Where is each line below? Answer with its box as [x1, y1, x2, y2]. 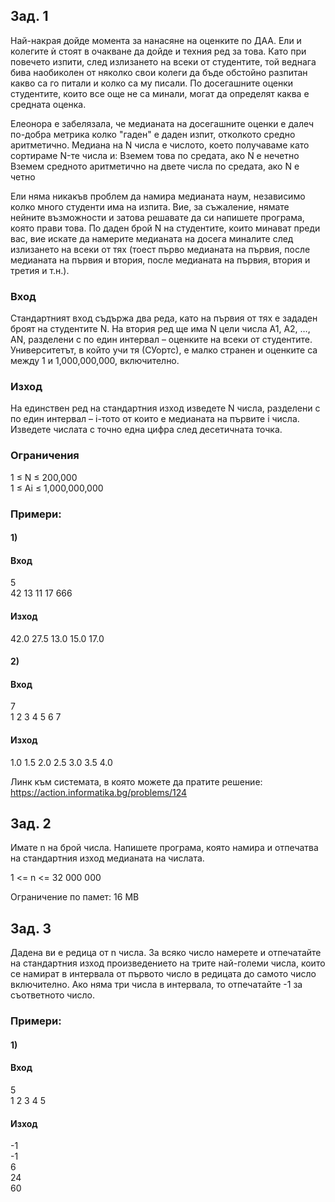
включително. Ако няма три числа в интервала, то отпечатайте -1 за [10, 979, 303, 991]
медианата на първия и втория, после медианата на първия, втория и [10, 254, 311, 266]
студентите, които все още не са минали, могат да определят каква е [10, 87, 310, 99]
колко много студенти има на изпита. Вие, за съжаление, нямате [10, 200, 290, 213]
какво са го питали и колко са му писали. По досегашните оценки [10, 77, 294, 89]
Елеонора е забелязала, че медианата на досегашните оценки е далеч [10, 117, 315, 129]
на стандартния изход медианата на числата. [10, 852, 205, 864]
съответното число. [10, 989, 96, 1001]
